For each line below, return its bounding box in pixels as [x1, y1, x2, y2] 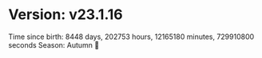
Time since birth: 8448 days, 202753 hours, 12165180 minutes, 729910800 [8, 32, 255, 41]
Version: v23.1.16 [8, 6, 124, 24]
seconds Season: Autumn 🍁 [8, 40, 100, 49]
